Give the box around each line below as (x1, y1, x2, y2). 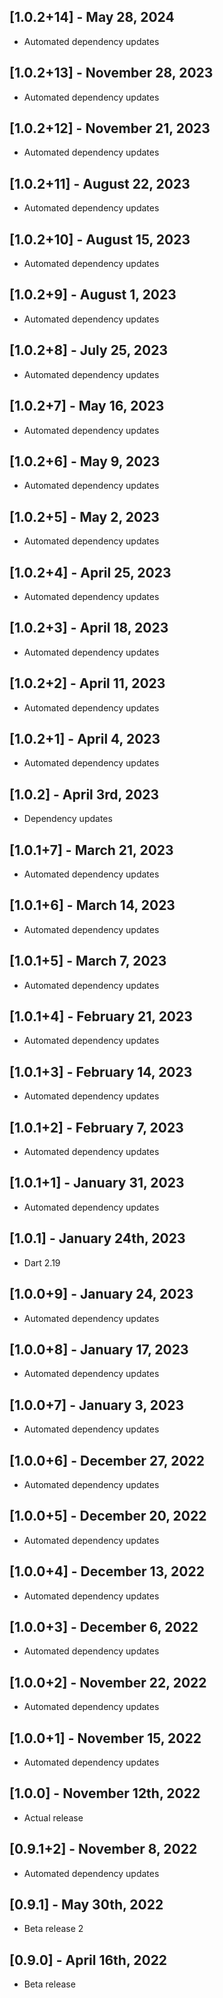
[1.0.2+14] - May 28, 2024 (9, 9, 175, 26)
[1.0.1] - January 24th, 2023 (9, 1230, 186, 1247)
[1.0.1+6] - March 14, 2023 (9, 897, 176, 914)
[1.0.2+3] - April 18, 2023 (9, 620, 169, 637)
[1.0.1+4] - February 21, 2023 (9, 1008, 193, 1025)
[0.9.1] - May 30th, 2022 (9, 1896, 164, 1914)
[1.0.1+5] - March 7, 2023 (9, 953, 167, 970)
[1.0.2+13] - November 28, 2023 (9, 65, 214, 82)
